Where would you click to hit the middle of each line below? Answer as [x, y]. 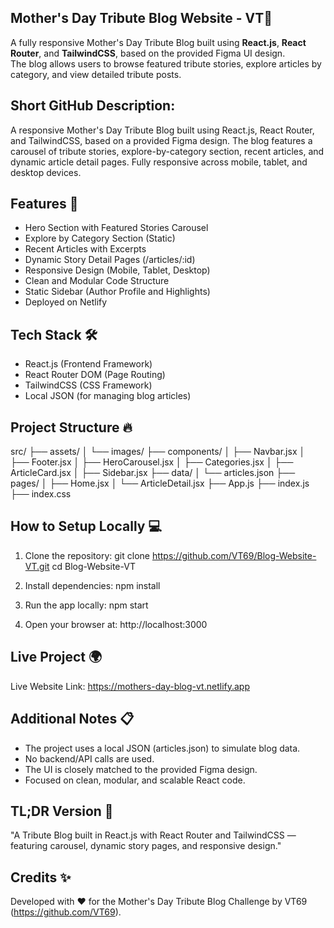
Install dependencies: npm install [92, 585]
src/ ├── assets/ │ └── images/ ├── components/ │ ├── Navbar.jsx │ [158, 452]
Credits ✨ [41, 877]
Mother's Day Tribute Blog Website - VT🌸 [141, 18]
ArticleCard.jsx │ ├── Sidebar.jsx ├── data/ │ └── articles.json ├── [153, 473]
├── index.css [41, 494]
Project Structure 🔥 [71, 427]
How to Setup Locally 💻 [86, 526]
